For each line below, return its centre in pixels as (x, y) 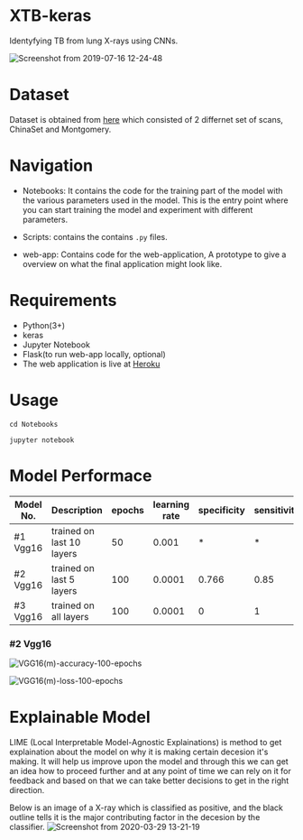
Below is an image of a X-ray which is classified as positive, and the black (147, 808)
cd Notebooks (34, 424)
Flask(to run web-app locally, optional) (94, 354)
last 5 (63, 579)
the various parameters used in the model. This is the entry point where (155, 200)
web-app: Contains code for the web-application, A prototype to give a (154, 254)
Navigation (51, 166)
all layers (70, 616)
